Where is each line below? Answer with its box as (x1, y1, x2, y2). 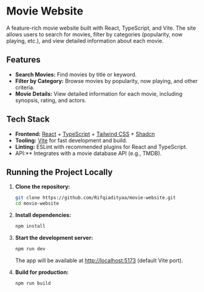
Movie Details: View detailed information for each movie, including (15, 90, 183, 98)
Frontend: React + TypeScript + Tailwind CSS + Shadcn (15, 130, 155, 138)
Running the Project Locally (6, 167, 113, 177)
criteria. (15, 84, 35, 91)
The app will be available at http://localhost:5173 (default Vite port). (15, 256, 183, 264)
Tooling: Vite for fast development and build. (15, 136, 127, 144)
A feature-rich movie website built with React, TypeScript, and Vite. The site (6, 24, 196, 32)
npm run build (15, 280, 51, 286)
